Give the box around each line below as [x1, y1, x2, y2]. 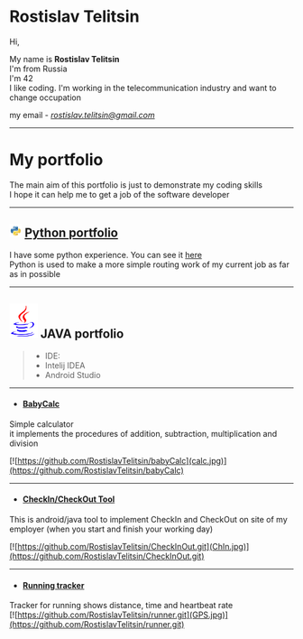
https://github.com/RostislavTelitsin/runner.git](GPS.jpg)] [17, 609, 228, 620]
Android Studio [44, 369, 101, 380]
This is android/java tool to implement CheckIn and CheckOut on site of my [9, 514, 289, 524]
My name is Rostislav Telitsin [9, 53, 120, 64]
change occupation [9, 92, 81, 103]
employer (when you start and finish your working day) [9, 523, 214, 534]
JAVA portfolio [40, 327, 124, 342]
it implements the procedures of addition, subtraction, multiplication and [9, 428, 278, 439]
